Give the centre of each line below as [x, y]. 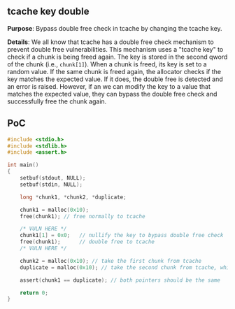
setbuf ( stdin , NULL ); [51, 185]
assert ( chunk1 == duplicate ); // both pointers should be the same [120, 280]
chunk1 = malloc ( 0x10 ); [55, 210]
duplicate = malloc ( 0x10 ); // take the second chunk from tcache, [119, 267]
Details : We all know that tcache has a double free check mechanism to [111, 42]
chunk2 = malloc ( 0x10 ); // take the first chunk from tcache [111, 261]
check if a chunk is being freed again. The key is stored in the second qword [117, 57]
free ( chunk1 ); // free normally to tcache [83, 216]
